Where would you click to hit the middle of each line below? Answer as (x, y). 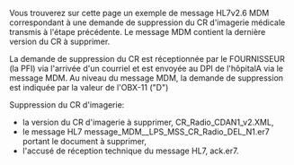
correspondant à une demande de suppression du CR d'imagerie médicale (147, 22)
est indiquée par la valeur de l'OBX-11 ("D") (89, 87)
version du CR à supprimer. (60, 41)
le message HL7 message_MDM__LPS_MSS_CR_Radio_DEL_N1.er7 (146, 132)
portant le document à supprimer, (84, 141)
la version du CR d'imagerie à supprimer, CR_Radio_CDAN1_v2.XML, (148, 122)
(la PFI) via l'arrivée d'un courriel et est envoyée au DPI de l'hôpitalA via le (147, 68)
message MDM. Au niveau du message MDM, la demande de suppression (147, 78)
